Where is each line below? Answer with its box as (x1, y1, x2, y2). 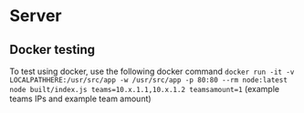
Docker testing (9, 42, 96, 57)
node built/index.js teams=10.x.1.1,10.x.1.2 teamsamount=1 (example (9, 84, 280, 94)
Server (9, 5, 62, 26)
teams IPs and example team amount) (9, 93, 152, 104)
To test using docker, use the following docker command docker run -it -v (9, 66, 295, 77)
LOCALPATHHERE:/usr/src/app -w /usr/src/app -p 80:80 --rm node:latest (9, 76, 288, 85)
